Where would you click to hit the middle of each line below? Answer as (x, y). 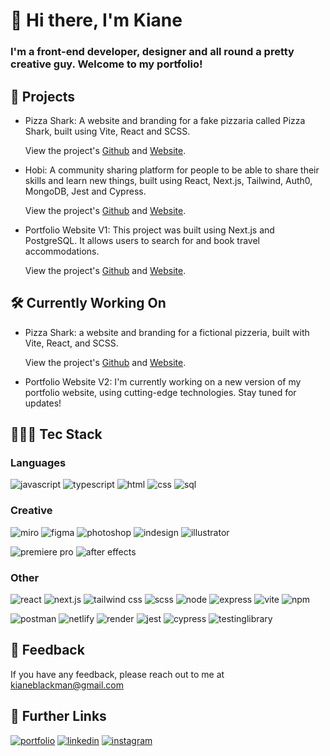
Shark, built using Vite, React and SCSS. (107, 131)
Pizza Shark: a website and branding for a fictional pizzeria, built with (167, 332)
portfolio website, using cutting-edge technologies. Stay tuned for (160, 392)
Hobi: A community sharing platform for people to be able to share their (172, 170)
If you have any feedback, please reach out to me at (117, 674)
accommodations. (62, 251)
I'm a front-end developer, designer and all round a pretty (152, 52)
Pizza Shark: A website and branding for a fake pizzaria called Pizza (165, 120)
